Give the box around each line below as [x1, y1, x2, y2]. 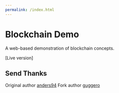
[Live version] [5, 55, 33, 61]
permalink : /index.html [5, 7, 55, 12]
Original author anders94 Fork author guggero [5, 83, 101, 89]
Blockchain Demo [5, 28, 79, 40]
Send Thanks [5, 69, 47, 78]
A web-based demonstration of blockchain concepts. [5, 45, 115, 51]
